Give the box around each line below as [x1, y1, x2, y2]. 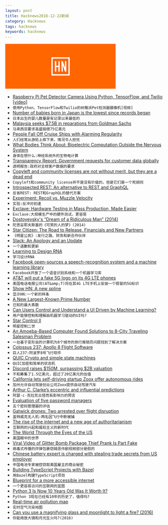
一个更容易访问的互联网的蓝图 [12, 484, 65, 489]
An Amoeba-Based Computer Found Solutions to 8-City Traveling [12, 328, 148, 334]
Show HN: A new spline [12, 286, 61, 292]
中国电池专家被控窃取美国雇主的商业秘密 [12, 462, 84, 467]
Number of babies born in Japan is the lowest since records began [12, 110, 150, 116]
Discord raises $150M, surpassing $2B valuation [12, 366, 113, 372]
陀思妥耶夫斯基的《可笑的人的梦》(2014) [12, 223, 86, 228]
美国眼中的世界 [12, 436, 39, 441]
